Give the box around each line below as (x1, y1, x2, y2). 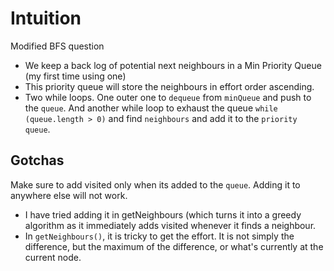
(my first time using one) (24, 70, 127, 82)
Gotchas (10, 152, 65, 169)
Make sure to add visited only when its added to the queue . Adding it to (10, 178, 301, 191)
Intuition (10, 7, 82, 30)
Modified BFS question (10, 40, 105, 52)
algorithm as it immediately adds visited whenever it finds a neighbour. (24, 219, 317, 231)
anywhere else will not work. (10, 189, 128, 201)
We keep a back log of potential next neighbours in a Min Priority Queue (24, 59, 322, 71)
